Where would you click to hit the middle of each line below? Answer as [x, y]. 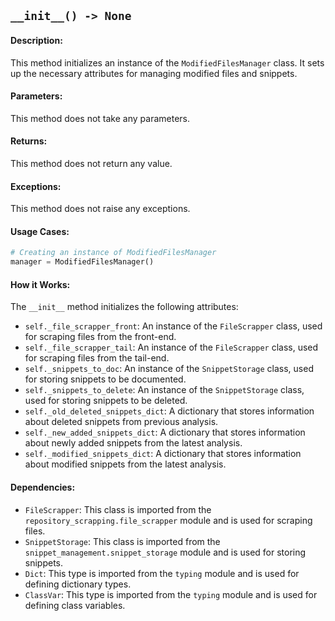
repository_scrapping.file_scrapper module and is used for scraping [168, 520]
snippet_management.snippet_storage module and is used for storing [165, 552]
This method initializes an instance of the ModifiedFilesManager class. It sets [167, 62]
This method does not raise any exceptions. [100, 209]
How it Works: [40, 284]
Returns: [29, 141]
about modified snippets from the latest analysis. [125, 464]
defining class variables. [75, 605]
